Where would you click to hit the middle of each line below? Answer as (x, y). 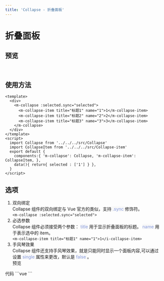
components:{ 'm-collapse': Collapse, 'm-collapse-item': (75, 156)
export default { (27, 152)
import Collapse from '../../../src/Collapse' (58, 143)
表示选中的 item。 (35, 233)
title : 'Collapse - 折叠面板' (35, 10)
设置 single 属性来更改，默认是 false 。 (52, 257)
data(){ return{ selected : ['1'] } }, (55, 165)
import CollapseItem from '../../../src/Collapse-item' (68, 147)
